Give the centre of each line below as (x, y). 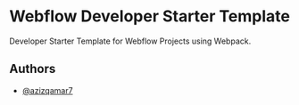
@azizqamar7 (47, 90)
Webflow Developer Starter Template (149, 16)
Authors (33, 69)
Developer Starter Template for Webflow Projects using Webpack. (130, 41)
